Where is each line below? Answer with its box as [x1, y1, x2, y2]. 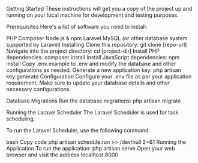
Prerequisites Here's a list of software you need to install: [6, 23, 148, 30]
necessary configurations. [6, 86, 71, 92]
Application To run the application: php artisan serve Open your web [6, 145, 175, 152]
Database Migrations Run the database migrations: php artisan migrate [6, 97, 181, 104]
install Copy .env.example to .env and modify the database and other [6, 60, 176, 67]
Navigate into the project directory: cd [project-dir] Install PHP [6, 47, 160, 55]
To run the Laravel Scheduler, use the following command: [6, 127, 151, 134]
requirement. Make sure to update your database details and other [6, 79, 170, 86]
